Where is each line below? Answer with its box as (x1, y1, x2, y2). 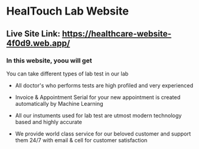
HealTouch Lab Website (6, 4, 129, 18)
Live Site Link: (6, 29, 61, 39)
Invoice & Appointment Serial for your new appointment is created (15, 93, 181, 101)
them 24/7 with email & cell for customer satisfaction (15, 136, 148, 144)
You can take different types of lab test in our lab (6, 70, 129, 77)
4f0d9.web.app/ (6, 38, 71, 48)
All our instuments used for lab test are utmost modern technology (15, 111, 182, 119)
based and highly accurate (15, 118, 82, 125)
